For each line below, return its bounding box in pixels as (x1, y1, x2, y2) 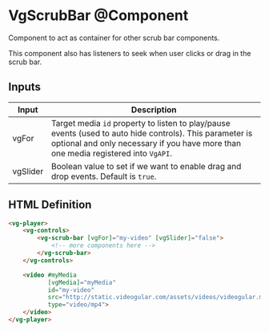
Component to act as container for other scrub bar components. (8, 33, 220, 43)
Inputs (8, 80, 42, 94)
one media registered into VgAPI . (50, 148, 172, 159)
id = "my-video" (47, 285, 94, 294)
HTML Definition (8, 198, 92, 212)
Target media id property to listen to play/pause (50, 117, 231, 128)
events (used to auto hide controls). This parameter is (50, 128, 253, 139)
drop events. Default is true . (50, 171, 157, 182)
